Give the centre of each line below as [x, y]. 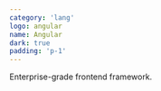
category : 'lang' [42, 18]
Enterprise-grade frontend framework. [81, 77]
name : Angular [36, 34]
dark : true [30, 43]
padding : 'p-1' [38, 51]
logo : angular [36, 26]
